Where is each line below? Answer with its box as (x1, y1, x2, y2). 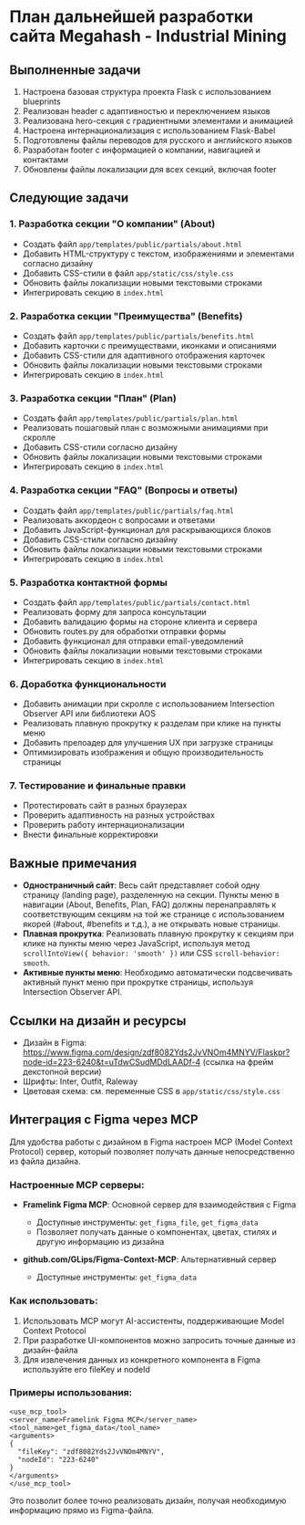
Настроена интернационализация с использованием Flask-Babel (22, 125, 276, 136)
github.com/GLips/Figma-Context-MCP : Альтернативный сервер (22, 1254, 277, 1265)
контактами (22, 154, 69, 165)
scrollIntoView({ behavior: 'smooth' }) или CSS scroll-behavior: (22, 947, 280, 959)
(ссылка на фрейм (202, 1057, 274, 1068)
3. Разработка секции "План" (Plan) (9, 392, 178, 404)
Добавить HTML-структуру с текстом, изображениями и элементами (22, 248, 295, 259)
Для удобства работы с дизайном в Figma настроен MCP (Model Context (9, 1136, 293, 1147)
